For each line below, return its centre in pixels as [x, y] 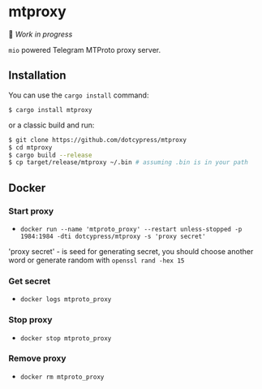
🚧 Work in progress [41, 34]
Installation [37, 76]
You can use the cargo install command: [79, 95]
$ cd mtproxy [30, 147]
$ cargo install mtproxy [50, 110]
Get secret [30, 281]
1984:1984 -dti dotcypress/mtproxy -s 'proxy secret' [113, 236]
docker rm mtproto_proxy [62, 377]
